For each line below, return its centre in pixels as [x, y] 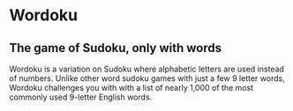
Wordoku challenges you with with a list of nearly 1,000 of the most [131, 88]
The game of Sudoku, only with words [116, 48]
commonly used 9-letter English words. [81, 97]
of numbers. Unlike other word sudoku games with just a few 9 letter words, [147, 78]
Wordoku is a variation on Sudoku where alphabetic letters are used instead [147, 69]
